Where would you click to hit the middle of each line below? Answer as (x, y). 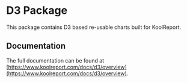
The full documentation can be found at (55, 60)
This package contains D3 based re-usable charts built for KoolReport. (94, 27)
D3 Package (37, 11)
